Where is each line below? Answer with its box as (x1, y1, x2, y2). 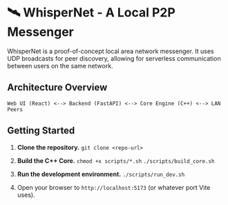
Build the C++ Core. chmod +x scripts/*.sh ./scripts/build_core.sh (17, 156, 215, 165)
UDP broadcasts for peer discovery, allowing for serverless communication (7, 54, 221, 62)
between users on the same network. (7, 61, 113, 70)
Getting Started (7, 125, 75, 137)
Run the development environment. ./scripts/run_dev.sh (17, 170, 185, 178)
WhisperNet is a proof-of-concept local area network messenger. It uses (7, 47, 214, 55)
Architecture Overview (7, 81, 108, 93)
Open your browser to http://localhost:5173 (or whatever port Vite (17, 183, 211, 191)
